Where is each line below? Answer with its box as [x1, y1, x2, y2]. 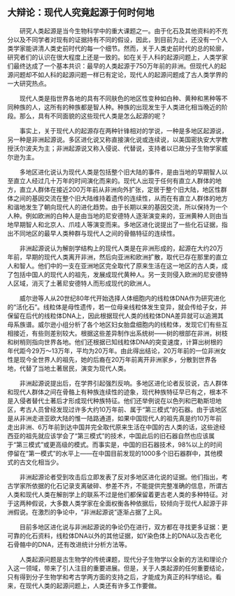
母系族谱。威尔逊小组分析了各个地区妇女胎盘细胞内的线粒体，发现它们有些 [7, 320, 222, 328]
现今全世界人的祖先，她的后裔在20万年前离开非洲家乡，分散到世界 [19, 355, 211, 363]
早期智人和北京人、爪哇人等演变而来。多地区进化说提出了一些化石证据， [13, 220, 222, 229]
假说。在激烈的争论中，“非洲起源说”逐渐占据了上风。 [13, 508, 166, 516]
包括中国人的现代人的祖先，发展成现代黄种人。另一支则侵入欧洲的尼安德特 [13, 270, 228, 278]
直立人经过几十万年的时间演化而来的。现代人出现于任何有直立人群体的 [13, 176, 215, 184]
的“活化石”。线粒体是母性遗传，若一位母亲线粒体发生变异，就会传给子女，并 [7, 302, 227, 311]
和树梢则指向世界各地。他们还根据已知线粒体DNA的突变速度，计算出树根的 [7, 337, 223, 346]
